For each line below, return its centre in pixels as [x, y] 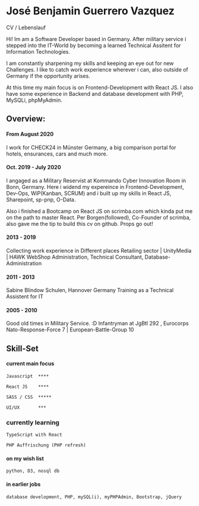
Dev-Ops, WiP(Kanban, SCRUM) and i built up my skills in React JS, [89, 193]
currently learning [33, 423]
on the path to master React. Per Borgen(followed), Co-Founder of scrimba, [99, 217]
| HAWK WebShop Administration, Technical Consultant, [75, 257]
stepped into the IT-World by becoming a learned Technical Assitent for [94, 45]
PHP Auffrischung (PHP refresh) [46, 445]
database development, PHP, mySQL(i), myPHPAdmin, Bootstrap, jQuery [94, 497]
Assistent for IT [25, 297]
